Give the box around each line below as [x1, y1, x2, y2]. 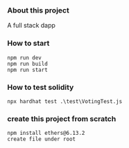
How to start [7, 39, 50, 48]
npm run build [7, 60, 49, 67]
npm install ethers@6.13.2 [7, 130, 85, 137]
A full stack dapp [7, 21, 55, 30]
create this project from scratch [7, 113, 117, 123]
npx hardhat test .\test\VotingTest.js [7, 98, 123, 105]
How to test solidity [7, 82, 74, 92]
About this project [7, 6, 69, 15]
